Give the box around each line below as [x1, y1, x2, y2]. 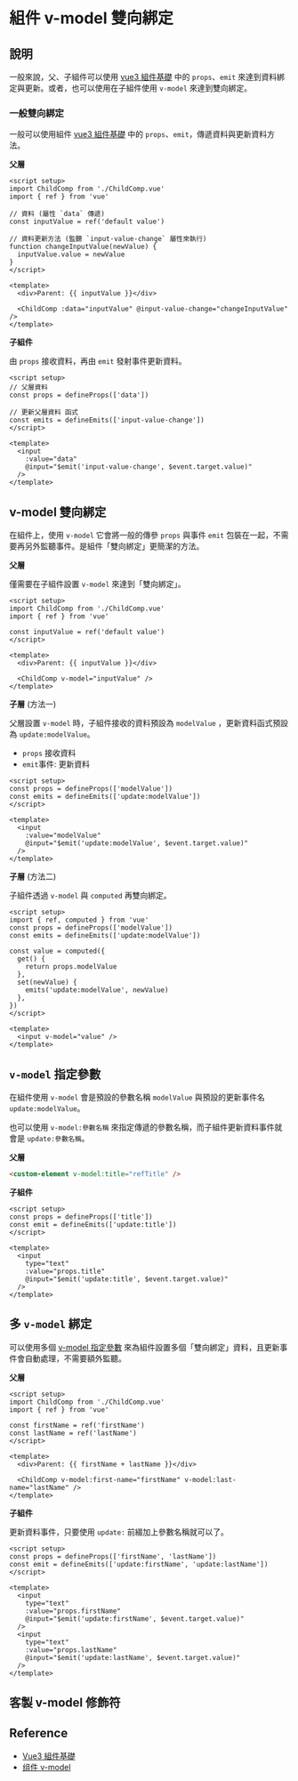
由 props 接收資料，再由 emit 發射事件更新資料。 [9, 356, 187, 367]
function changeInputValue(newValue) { [9, 242, 157, 252]
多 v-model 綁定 [9, 1317, 93, 1332]
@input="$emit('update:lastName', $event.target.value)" [25, 1653, 241, 1662]
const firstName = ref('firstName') [9, 1421, 145, 1430]
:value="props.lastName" [25, 1645, 117, 1655]
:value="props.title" [25, 1267, 105, 1276]
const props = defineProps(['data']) [9, 391, 149, 400]
